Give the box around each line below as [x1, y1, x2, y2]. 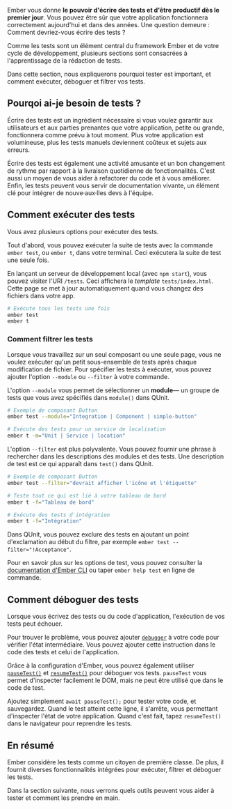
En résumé [7, 739, 54, 751]
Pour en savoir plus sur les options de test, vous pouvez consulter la [7, 559, 203, 567]
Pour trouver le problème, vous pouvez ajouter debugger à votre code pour [7, 633, 220, 642]
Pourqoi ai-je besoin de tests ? [7, 98, 141, 109]
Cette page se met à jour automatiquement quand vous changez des [7, 284, 204, 292]
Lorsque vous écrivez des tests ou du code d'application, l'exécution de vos [7, 612, 225, 621]
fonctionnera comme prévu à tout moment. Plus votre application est [7, 130, 204, 139]
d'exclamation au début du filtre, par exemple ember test [7, 538, 170, 546]
